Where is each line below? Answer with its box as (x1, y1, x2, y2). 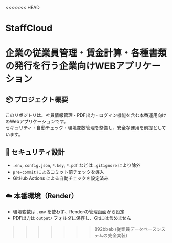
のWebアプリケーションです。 (5, 118, 69, 125)
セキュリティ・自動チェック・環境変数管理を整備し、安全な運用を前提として (5, 125, 166, 131)
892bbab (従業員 (94, 226, 131, 232)
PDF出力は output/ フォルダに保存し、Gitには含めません (12, 215, 132, 221)
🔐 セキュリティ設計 (5, 147, 65, 156)
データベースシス (130, 226, 166, 232)
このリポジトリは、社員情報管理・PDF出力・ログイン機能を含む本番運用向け (5, 112, 167, 118)
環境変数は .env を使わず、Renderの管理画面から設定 (12, 208, 125, 215)
